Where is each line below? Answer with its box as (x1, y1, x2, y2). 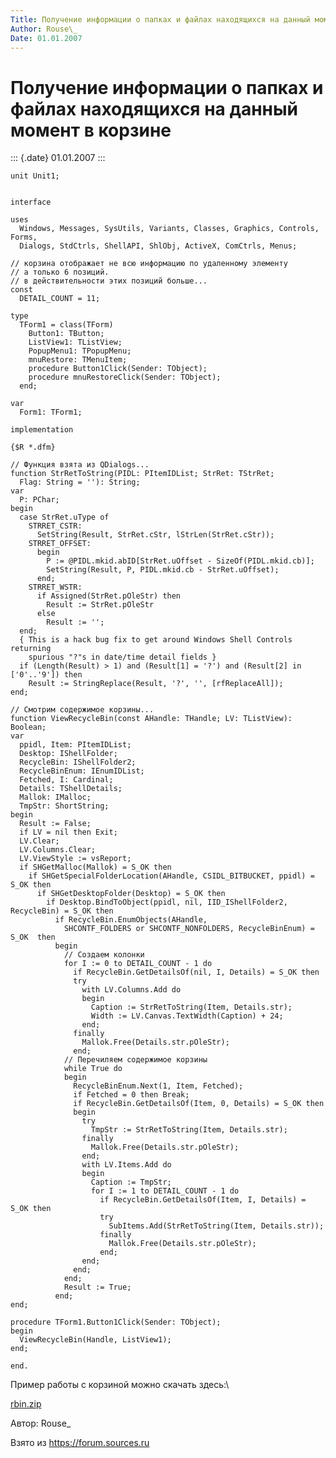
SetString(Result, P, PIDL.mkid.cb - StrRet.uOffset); (46, 565, 280, 575)
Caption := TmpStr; (90, 1177, 172, 1188)
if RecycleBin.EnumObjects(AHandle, (54, 915, 208, 925)
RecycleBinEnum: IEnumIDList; (19, 766, 145, 776)
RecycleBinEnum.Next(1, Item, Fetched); (73, 1081, 244, 1091)
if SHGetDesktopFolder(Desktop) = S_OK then (36, 889, 226, 899)
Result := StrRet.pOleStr (46, 600, 155, 610)
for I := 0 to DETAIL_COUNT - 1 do (63, 959, 213, 969)
